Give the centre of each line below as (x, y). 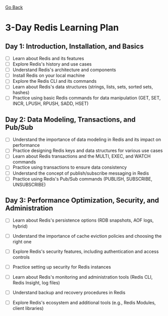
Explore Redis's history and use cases (52, 64)
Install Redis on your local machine (49, 76)
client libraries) (28, 308)
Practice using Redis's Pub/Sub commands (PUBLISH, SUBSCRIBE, (82, 179)
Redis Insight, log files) (36, 283)
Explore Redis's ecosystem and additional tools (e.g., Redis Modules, (84, 302)
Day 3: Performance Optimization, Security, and (82, 201)
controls (21, 257)
